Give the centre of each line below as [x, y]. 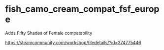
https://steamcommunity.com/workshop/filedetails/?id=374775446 [73, 42]
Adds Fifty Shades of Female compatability [49, 33]
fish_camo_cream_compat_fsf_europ [82, 9]
